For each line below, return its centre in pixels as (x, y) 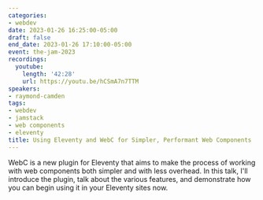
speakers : (24, 89)
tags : (17, 103)
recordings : (28, 60)
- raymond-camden (37, 96)
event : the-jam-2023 (42, 52)
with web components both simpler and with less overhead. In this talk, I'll (128, 171)
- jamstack (26, 118)
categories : (28, 15)
